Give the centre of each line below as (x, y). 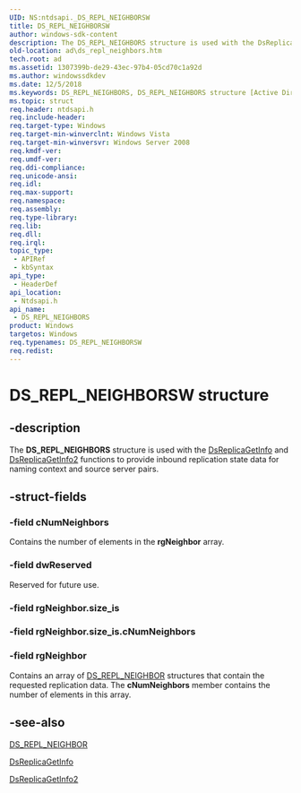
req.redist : (31, 350)
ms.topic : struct (42, 101)
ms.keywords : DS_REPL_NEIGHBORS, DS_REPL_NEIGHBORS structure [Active (144, 92)
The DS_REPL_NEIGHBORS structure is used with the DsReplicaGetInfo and (149, 450)
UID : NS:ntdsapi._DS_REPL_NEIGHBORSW (80, 17)
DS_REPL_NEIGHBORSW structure (139, 395)
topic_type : (31, 251)
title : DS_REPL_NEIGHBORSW (60, 26)
